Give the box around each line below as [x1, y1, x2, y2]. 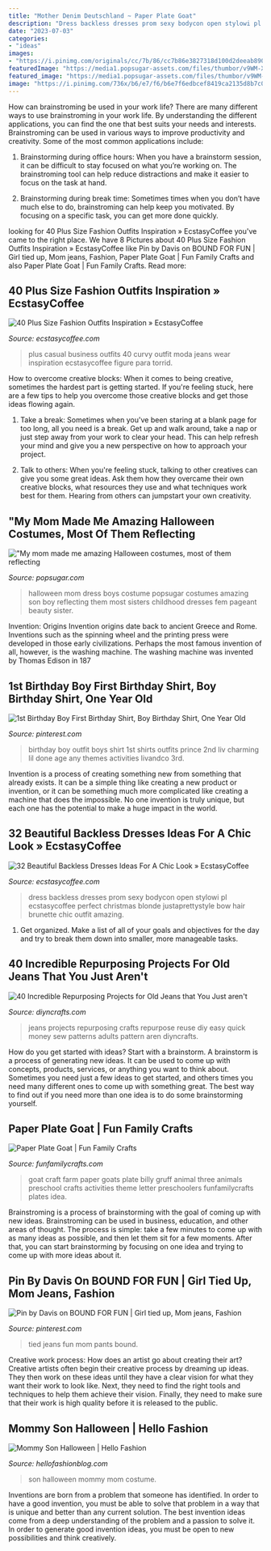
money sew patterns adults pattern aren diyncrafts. [27, 1031, 199, 1040]
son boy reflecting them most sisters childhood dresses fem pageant [27, 597, 257, 607]
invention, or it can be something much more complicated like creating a [8, 786, 248, 795]
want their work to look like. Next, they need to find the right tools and [8, 1381, 240, 1391]
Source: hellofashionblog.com [8, 1459, 109, 1468]
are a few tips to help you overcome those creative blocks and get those [8, 391, 248, 400]
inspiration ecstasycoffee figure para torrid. [27, 358, 173, 368]
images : [8, 49, 35, 57]
